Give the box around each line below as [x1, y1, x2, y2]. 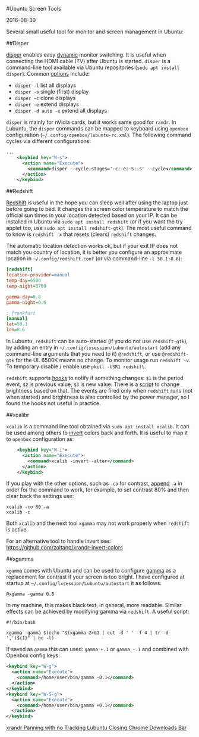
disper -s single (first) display [14, 88, 89, 95]
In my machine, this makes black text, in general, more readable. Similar [6, 602, 182, 609]
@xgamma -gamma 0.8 [6, 591, 55, 598]
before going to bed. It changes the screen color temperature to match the [6, 206, 188, 213]
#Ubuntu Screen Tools [6, 5, 61, 12]
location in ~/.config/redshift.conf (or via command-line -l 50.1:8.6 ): [6, 255, 182, 262]
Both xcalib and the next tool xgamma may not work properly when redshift [6, 520, 190, 527]
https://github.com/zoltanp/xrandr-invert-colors [6, 544, 123, 551]
